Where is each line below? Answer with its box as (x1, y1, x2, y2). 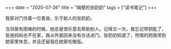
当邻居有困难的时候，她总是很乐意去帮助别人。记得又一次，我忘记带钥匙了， (5, 26, 166, 32)
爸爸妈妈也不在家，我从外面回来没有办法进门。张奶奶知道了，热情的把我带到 (5, 32, 166, 38)
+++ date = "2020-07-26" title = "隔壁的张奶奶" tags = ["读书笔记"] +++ (5, 5, 157, 10)
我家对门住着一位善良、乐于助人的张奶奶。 (5, 15, 95, 21)
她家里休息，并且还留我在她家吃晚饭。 (5, 38, 86, 44)
